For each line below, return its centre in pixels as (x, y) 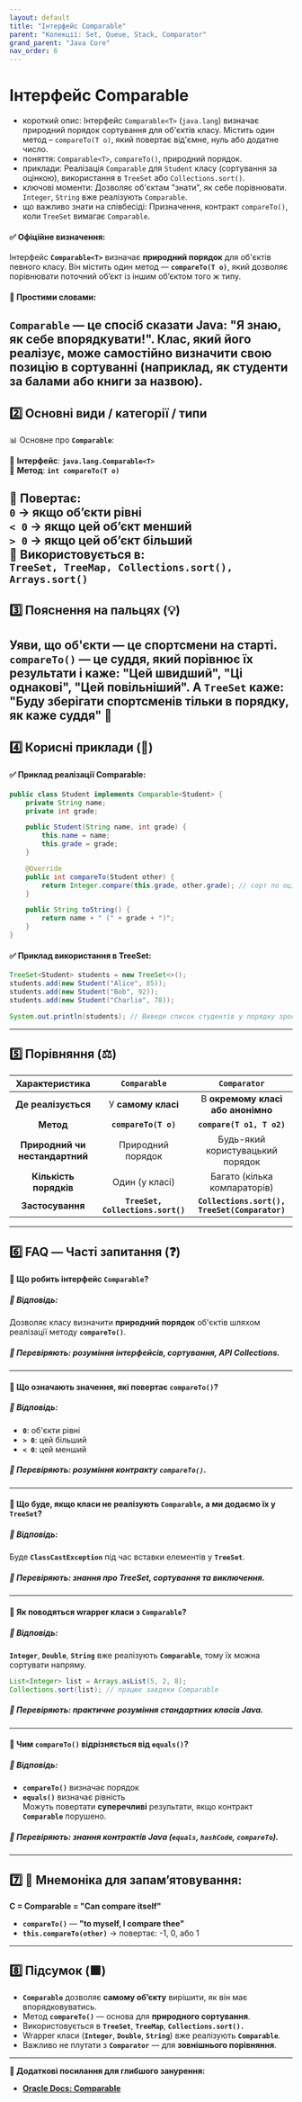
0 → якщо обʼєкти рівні (75, 512)
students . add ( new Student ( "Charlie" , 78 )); (92, 1000)
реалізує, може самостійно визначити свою (141, 353)
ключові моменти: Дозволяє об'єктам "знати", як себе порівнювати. (155, 188)
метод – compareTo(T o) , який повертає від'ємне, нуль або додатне (151, 139)
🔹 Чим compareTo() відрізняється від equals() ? (99, 1744)
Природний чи (53, 1145)
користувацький (241, 1151)
